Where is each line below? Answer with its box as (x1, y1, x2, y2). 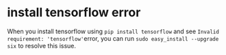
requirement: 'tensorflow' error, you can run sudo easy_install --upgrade (7, 34, 219, 42)
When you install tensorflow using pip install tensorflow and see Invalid (7, 27, 219, 35)
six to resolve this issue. (7, 41, 77, 50)
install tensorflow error (7, 5, 141, 20)
